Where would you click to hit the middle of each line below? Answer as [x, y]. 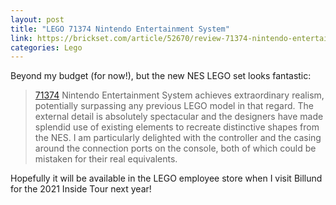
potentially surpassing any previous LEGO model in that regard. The [174, 106]
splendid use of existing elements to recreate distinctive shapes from [177, 127]
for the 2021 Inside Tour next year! [81, 189]
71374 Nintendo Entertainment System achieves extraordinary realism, [179, 95]
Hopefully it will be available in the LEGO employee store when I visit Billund [166, 178]
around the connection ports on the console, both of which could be [175, 148]
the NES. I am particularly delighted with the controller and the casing [178, 138]
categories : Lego [46, 47]
